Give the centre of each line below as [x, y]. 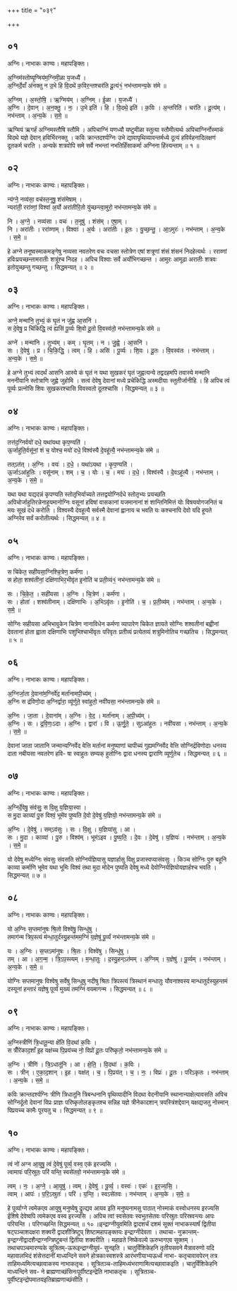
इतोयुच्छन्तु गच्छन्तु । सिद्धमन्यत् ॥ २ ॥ [50, 267]
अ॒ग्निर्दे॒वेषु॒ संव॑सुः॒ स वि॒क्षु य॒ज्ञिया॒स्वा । [47, 807]
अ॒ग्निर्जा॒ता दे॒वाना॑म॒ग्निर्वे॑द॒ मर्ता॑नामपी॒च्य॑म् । [52, 693]
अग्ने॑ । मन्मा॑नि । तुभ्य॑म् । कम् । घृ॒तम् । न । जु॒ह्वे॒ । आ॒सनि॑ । [78, 343]
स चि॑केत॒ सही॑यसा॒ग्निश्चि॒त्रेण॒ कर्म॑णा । [48, 572]
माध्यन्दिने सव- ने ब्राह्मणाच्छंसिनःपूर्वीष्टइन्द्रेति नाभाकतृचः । [70, 1272]
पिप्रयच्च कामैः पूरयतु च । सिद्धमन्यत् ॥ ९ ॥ [55, 1110]
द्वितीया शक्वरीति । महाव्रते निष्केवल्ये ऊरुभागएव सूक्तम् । [132, 1240]
